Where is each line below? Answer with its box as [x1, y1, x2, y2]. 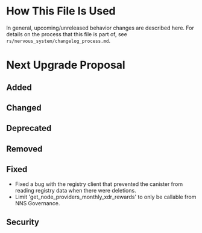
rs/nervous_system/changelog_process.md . [6, 37, 111, 44]
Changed [6, 103, 42, 113]
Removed [6, 144, 43, 154]
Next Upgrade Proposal [6, 59, 125, 72]
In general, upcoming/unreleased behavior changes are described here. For [6, 24, 194, 31]
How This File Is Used [6, 4, 116, 18]
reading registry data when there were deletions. [14, 187, 137, 194]
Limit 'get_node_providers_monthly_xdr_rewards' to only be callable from [14, 193, 197, 200]
